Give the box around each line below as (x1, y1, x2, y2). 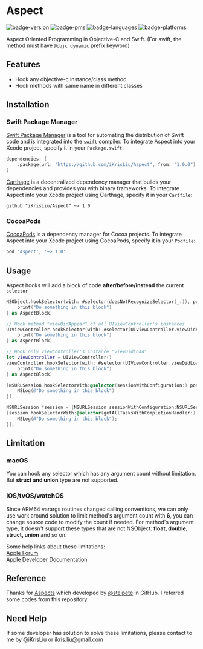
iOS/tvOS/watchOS (6, 491, 65, 500)
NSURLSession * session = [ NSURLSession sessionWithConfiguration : (6, 404, 177, 411)
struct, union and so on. (6, 531, 67, 538)
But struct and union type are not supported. (6, 476, 119, 484)
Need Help (6, 613, 47, 624)
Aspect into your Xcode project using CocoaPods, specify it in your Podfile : (6, 237, 196, 244)
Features (6, 59, 40, 70)
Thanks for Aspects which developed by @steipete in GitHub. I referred (6, 589, 184, 597)
